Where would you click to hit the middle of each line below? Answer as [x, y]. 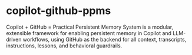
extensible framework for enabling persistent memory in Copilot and [89, 33]
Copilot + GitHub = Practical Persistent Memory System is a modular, [90, 27]
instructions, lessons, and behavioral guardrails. [64, 46]
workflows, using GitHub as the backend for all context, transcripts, [105, 39]
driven [14, 39]
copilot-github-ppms [59, 11]
